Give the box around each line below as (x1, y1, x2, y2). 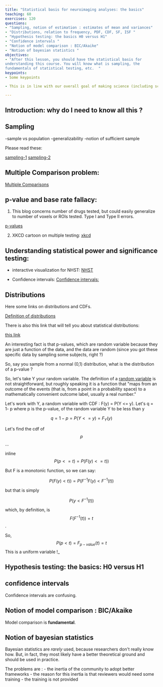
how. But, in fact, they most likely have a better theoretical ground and (5, 651, 145, 657)
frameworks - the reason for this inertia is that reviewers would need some (5, 671, 154, 677)
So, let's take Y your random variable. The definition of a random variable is (5, 376, 156, 382)
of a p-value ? (5, 366, 33, 372)
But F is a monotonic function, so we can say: (5, 467, 96, 473)
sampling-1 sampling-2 (5, 154, 51, 160)
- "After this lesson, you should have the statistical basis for (5, 57, 142, 62)
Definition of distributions (5, 313, 56, 319)
